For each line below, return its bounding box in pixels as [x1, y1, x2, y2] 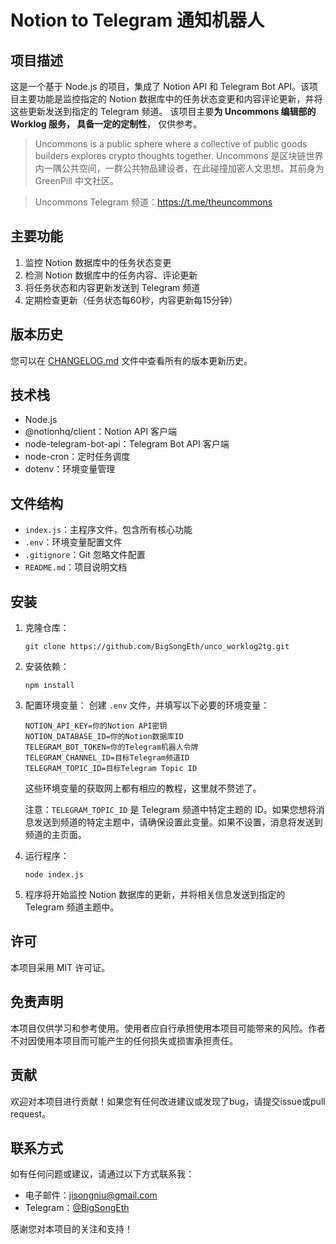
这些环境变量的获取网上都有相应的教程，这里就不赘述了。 [24, 782, 262, 795]
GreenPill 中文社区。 [34, 175, 119, 186]
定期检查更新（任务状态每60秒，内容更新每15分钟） [24, 294, 238, 306]
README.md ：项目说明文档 [24, 561, 128, 573]
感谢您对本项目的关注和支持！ [10, 1223, 133, 1235]
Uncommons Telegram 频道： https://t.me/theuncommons [34, 196, 273, 208]
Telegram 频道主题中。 [24, 901, 120, 913]
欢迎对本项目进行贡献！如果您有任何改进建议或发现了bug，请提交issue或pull [10, 1095, 326, 1107]
